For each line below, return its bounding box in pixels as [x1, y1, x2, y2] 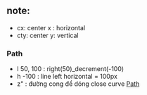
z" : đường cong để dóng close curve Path [16, 80, 140, 88]
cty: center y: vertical [16, 31, 79, 39]
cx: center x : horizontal [16, 23, 86, 32]
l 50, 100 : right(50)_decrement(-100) [16, 65, 124, 73]
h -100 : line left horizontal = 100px [16, 72, 117, 81]
